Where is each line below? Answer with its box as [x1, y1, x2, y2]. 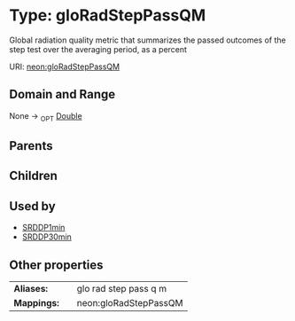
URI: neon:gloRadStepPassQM [9, 61, 120, 72]
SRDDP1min [21, 223, 66, 233]
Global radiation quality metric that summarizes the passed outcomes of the [9, 35, 286, 45]
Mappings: [13, 296, 60, 309]
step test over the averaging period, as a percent [9, 43, 188, 54]
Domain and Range [9, 87, 116, 102]
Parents [9, 138, 53, 153]
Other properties [9, 257, 104, 272]
